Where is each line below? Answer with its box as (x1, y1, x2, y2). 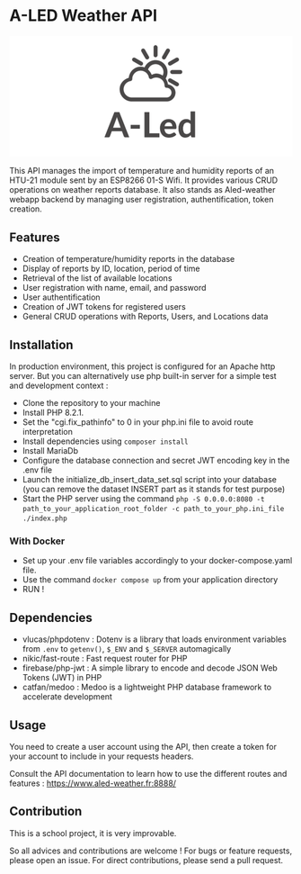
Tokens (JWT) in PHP (22, 672, 102, 683)
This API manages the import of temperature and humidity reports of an (9, 166, 275, 176)
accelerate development (22, 691, 112, 702)
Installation (9, 337, 74, 352)
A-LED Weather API (9, 5, 157, 26)
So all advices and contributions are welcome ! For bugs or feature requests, (9, 845, 293, 856)
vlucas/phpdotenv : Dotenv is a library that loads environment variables (22, 634, 288, 644)
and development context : (9, 380, 109, 392)
